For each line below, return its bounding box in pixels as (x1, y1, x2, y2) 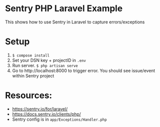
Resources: (5, 90, 52, 101)
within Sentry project (12, 73, 55, 78)
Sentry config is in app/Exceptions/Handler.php (12, 116, 107, 122)
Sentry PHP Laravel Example (5, 3, 123, 14)
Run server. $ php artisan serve (12, 62, 78, 68)
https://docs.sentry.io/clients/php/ (12, 111, 81, 117)
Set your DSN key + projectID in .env (12, 57, 86, 63)
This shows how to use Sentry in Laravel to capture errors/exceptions (5, 19, 145, 25)
